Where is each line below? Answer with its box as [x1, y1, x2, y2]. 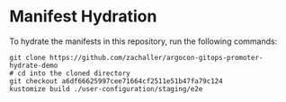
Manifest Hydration [9, 6, 157, 27]
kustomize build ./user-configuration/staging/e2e [9, 84, 203, 93]
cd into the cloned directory [17, 69, 130, 78]
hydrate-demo [9, 61, 58, 70]
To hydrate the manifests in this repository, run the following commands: [9, 36, 278, 47]
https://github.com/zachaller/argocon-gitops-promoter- [49, 53, 264, 62]
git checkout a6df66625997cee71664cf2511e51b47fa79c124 [9, 76, 223, 86]
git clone [9, 53, 47, 62]
